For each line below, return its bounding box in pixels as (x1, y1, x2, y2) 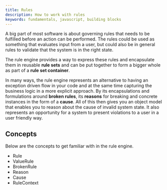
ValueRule (12, 158, 34, 165)
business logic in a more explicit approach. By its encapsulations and (5, 88, 150, 94)
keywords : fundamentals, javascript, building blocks (5, 17, 122, 22)
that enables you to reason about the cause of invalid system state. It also (5, 104, 159, 110)
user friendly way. (5, 115, 43, 121)
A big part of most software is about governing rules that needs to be (5, 31, 150, 37)
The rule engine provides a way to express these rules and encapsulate (5, 57, 155, 63)
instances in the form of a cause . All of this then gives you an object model (5, 99, 162, 105)
